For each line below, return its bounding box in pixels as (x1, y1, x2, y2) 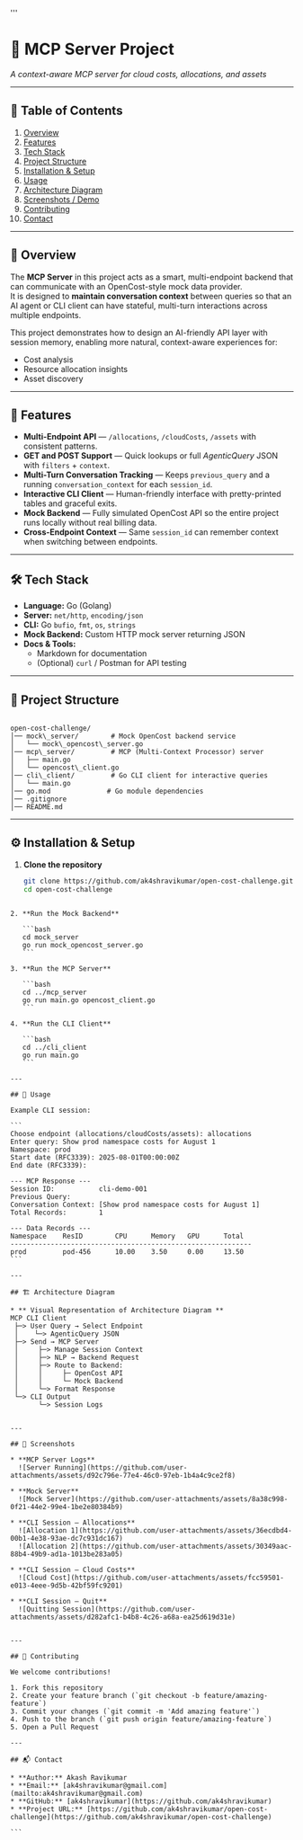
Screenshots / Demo (22, 193, 100, 205)
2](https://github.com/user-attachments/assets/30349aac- (70, 1542, 293, 1551)
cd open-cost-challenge (22, 884, 113, 893)
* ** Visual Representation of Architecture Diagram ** (10, 1305, 224, 1315)
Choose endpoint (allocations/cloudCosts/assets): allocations (10, 1129, 253, 1138)
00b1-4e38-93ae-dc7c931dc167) (10, 1533, 124, 1542)
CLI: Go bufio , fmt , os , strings (22, 619, 137, 630)
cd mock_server (22, 932, 79, 942)
